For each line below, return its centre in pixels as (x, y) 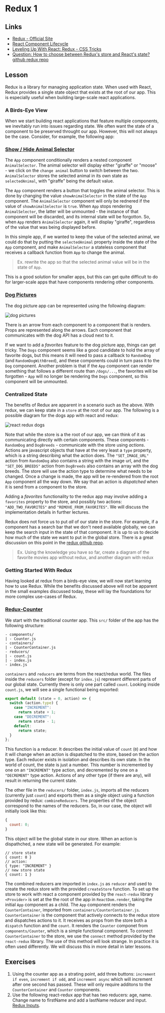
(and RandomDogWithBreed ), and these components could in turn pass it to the (82, 360)
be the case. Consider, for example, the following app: (60, 137)
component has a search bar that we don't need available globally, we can (80, 527)
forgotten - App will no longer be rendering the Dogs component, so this (77, 376)
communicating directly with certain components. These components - (77, 440)
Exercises (20, 962)
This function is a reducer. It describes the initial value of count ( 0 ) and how (81, 749)
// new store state (25, 870)
